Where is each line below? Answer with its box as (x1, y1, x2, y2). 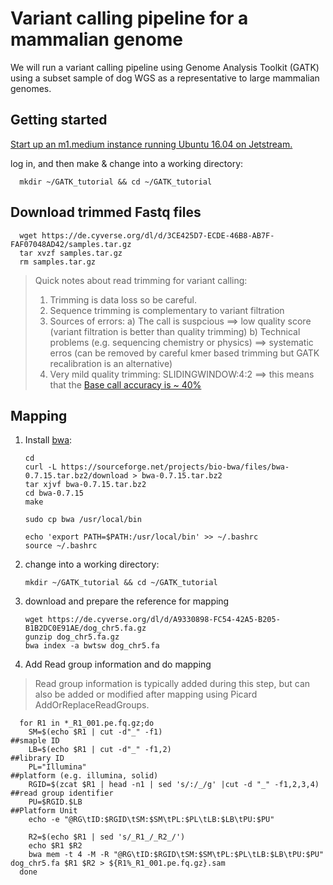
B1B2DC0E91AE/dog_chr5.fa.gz (24, 623, 147, 634)
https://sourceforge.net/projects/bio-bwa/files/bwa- (61, 462, 290, 472)
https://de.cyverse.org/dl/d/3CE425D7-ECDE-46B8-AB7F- (41, 230, 275, 241)
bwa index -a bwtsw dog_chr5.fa (24, 641, 160, 651)
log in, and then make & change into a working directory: (10, 157, 244, 169)
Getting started (10, 112, 108, 129)
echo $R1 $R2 (28, 841, 83, 851)
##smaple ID (10, 736, 60, 746)
